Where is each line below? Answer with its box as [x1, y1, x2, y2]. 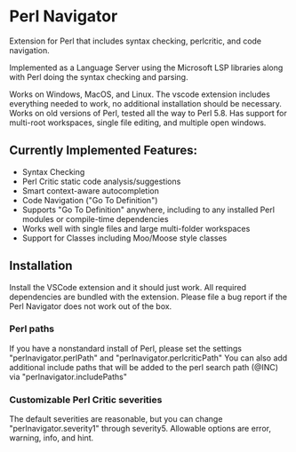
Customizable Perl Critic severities [9, 393, 163, 406]
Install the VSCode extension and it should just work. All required [9, 282, 247, 292]
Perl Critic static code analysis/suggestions [21, 176, 181, 186]
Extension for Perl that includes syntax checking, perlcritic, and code [9, 36, 262, 46]
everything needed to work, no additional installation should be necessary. [9, 98, 283, 108]
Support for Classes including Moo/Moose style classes [21, 233, 228, 243]
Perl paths [9, 322, 55, 335]
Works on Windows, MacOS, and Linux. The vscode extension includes [9, 89, 271, 99]
